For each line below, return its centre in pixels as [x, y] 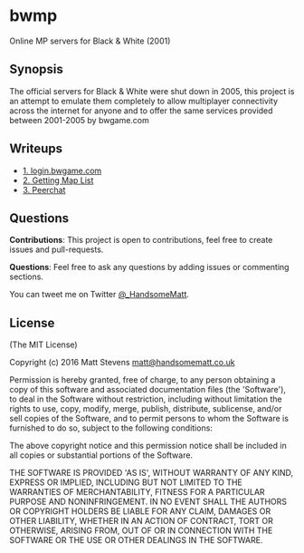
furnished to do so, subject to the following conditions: [111, 428]
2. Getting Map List [58, 180]
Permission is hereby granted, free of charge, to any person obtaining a [142, 380]
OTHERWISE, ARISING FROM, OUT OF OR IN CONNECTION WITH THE [141, 530]
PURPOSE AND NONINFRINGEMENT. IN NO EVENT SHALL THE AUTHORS [148, 502]
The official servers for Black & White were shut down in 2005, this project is [152, 91]
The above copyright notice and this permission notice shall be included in [148, 446]
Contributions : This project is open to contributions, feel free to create [141, 240]
